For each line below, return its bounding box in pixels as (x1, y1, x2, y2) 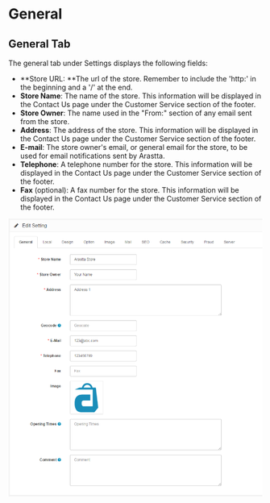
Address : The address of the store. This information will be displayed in (19, 126, 259, 135)
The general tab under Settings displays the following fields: (8, 58, 208, 68)
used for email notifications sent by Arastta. (19, 151, 165, 160)
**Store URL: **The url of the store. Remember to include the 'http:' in (19, 74, 256, 83)
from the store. (19, 117, 70, 126)
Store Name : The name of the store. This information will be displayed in (19, 91, 262, 101)
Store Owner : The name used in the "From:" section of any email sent (19, 108, 252, 118)
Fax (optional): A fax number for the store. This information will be (19, 185, 239, 194)
